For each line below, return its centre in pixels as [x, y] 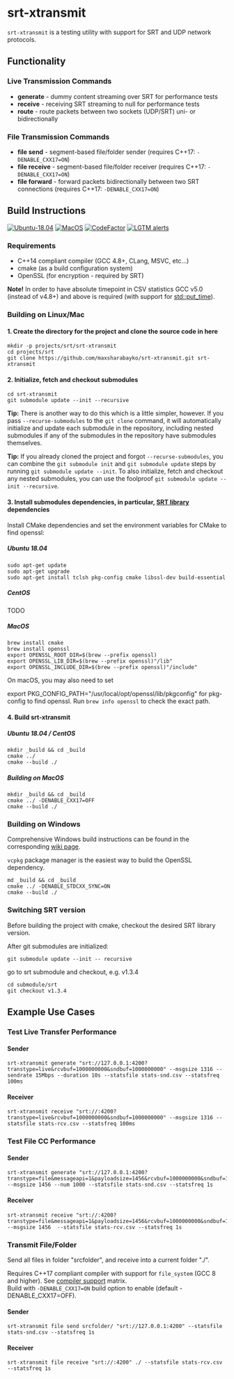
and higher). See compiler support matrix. [67, 1281]
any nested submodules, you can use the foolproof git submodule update [112, 479]
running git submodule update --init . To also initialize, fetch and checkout [115, 471]
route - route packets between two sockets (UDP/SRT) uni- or [107, 111]
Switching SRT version [46, 910]
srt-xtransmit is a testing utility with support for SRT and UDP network [109, 32]
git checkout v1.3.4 [37, 991]
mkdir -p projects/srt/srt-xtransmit [62, 346]
